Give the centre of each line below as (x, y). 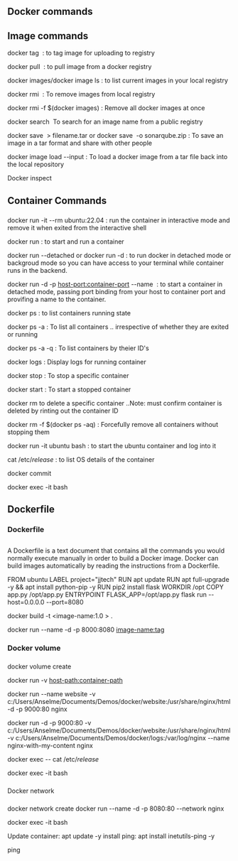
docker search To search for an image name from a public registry (105, 122)
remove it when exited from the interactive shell (77, 227)
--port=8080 (65, 602)
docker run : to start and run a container (66, 242)
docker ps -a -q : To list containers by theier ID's (78, 348)
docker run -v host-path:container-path (65, 681)
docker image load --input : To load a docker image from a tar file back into (118, 157)
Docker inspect (29, 178)
